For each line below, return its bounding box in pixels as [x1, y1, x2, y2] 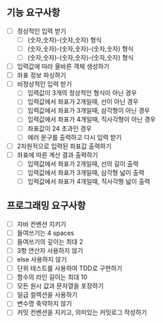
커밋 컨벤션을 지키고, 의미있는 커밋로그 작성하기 [16, 308, 147, 317]
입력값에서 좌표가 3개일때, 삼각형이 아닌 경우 [27, 106, 150, 115]
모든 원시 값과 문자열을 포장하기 [16, 281, 104, 291]
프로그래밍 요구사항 [6, 200, 86, 212]
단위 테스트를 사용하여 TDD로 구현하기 [16, 264, 123, 273]
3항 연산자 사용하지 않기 [16, 246, 84, 255]
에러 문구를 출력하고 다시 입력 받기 [27, 133, 122, 141]
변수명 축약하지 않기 [16, 299, 72, 308]
